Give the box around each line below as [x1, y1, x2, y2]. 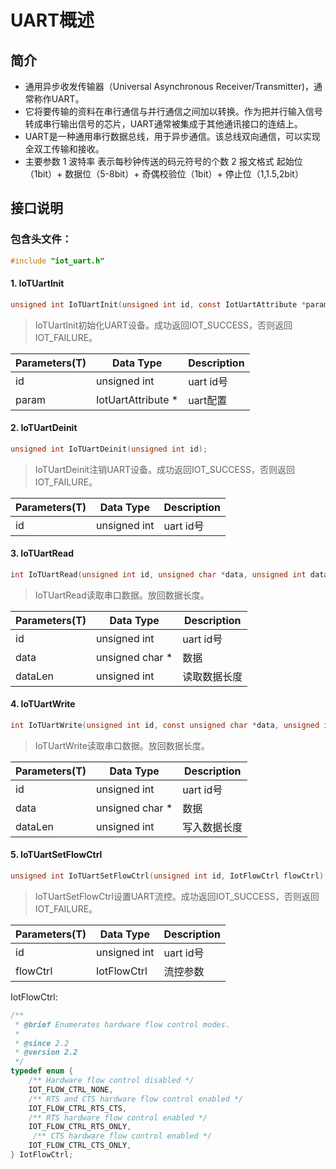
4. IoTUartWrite [10, 698, 76, 710]
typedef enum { [10, 1066, 74, 1076]
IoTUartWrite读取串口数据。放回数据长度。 [34, 739, 210, 751]
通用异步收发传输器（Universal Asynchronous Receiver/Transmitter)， [24, 81, 315, 92]
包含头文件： [10, 232, 73, 246]
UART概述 [10, 9, 95, 32]
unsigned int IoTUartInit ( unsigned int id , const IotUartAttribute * [10, 299, 307, 310]
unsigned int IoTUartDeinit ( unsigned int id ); [10, 444, 208, 454]
